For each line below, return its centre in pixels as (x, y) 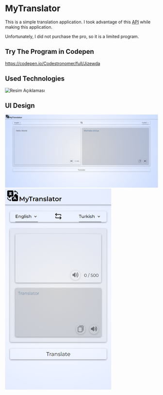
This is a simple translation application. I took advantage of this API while (78, 22)
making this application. (29, 27)
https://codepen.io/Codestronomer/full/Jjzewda (53, 63)
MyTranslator (33, 8)
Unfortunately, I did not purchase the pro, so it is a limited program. (72, 36)
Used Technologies (35, 79)
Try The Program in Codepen (50, 52)
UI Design (20, 106)
